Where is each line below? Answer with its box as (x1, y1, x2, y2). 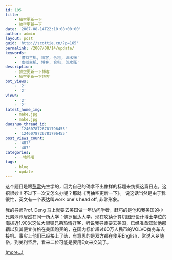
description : (5, 64, 33, 69)
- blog (14, 164, 29, 169)
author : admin (5, 31, 36, 36)
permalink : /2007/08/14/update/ (5, 45, 74, 51)
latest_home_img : (5, 107, 42, 112)
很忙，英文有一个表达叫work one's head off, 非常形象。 (5, 196, 122, 202)
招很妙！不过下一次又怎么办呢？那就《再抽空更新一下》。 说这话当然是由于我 (5, 190, 166, 196)
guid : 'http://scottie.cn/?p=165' (5, 41, 79, 46)
